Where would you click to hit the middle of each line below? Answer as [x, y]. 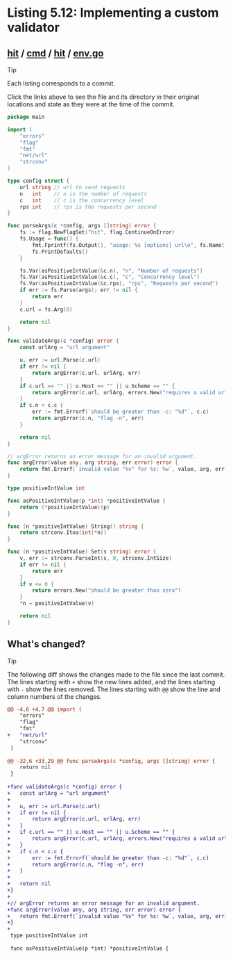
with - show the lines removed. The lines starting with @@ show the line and [114, 689]
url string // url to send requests [73, 187]
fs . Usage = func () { [49, 239]
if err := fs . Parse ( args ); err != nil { [79, 290]
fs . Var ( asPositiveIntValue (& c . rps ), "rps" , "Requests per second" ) [119, 284]
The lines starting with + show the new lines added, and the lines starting [111, 682]
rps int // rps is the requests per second [88, 207]
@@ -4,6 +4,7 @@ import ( [44, 709]
